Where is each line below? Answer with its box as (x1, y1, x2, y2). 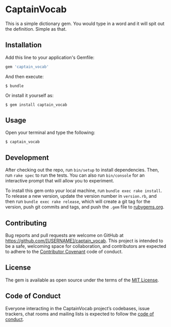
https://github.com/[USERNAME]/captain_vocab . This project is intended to (5, 238, 163, 244)
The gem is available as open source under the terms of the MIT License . (5, 277, 159, 283)
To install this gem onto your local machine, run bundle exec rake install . (5, 188, 162, 194)
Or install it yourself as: (5, 92, 54, 98)
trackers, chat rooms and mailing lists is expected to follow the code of (5, 311, 154, 317)
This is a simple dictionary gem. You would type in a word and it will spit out (5, 20, 165, 27)
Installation (5, 41, 42, 50)
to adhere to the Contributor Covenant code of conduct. (5, 249, 123, 255)
